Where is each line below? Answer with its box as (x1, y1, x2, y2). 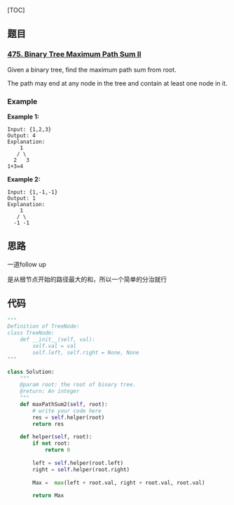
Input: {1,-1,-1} (7, 189, 58, 196)
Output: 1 (7, 194, 36, 202)
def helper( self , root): (20, 433, 92, 440)
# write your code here (32, 407, 102, 415)
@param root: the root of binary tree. (20, 382, 137, 389)
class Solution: (7, 368, 55, 375)
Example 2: (7, 175, 41, 183)
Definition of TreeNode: (7, 323, 80, 330)
